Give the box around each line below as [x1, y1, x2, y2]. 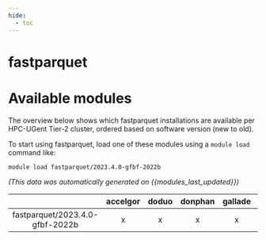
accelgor [105, 196, 141, 207]
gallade [222, 196, 252, 207]
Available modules [8, 89, 132, 107]
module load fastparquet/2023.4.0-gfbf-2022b [8, 163, 161, 171]
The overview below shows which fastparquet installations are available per [8, 116, 256, 125]
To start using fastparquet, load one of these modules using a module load [8, 139, 250, 149]
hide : [8, 11, 26, 20]
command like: [8, 147, 56, 157]
